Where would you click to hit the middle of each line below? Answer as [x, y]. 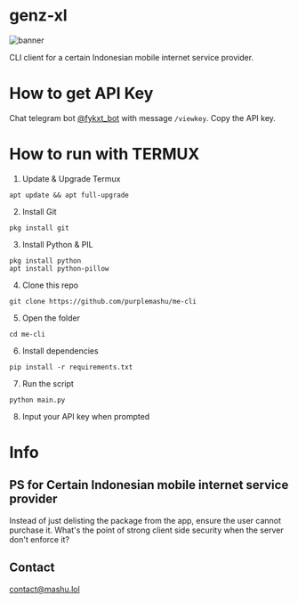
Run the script [48, 383]
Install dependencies [60, 350]
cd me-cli [28, 334]
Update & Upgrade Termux [71, 178]
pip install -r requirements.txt [71, 367]
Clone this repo [50, 285]
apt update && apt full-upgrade [69, 195]
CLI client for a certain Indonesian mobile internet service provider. [132, 57]
